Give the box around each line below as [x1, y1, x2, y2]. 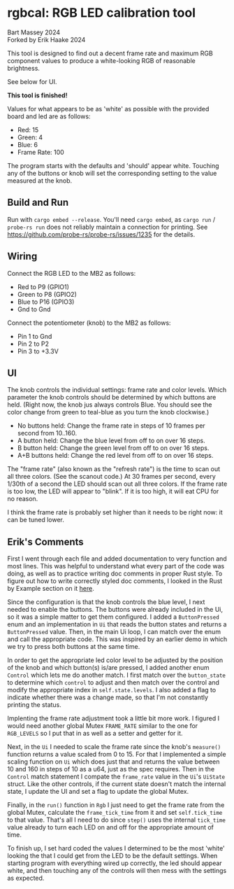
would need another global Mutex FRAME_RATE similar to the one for [7, 722, 198, 730]
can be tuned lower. [7, 516, 65, 524]
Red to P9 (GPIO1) [17, 282, 70, 291]
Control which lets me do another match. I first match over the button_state [7, 671, 226, 680]
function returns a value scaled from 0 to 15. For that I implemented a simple [7, 750, 226, 759]
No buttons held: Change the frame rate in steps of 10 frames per [17, 421, 206, 430]
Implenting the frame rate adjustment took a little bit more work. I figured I [7, 714, 220, 722]
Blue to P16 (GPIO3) [17, 297, 75, 306]
